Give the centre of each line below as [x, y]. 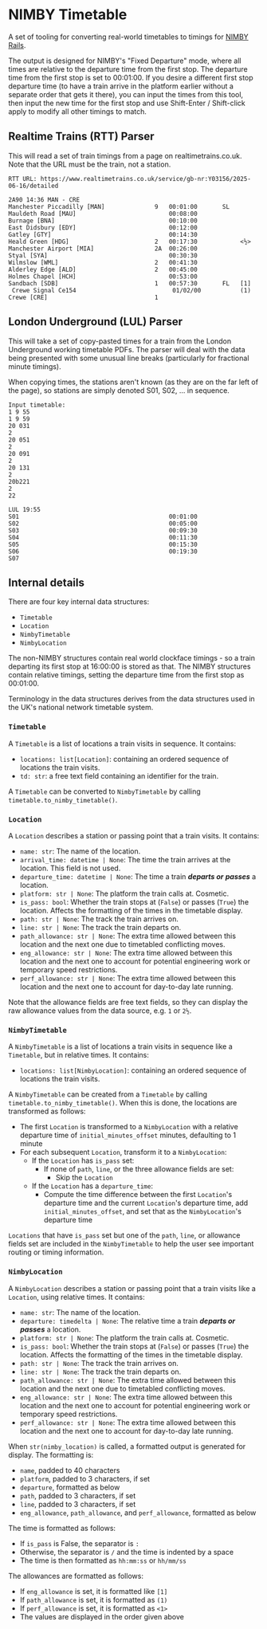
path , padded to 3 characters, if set [78, 1495]
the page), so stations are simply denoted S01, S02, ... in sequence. [119, 390]
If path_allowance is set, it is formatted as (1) [94, 1600]
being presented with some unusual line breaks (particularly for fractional [129, 358]
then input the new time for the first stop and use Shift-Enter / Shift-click [127, 103]
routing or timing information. [56, 1252]
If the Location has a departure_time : [92, 1186]
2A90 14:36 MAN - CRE [44, 200]
